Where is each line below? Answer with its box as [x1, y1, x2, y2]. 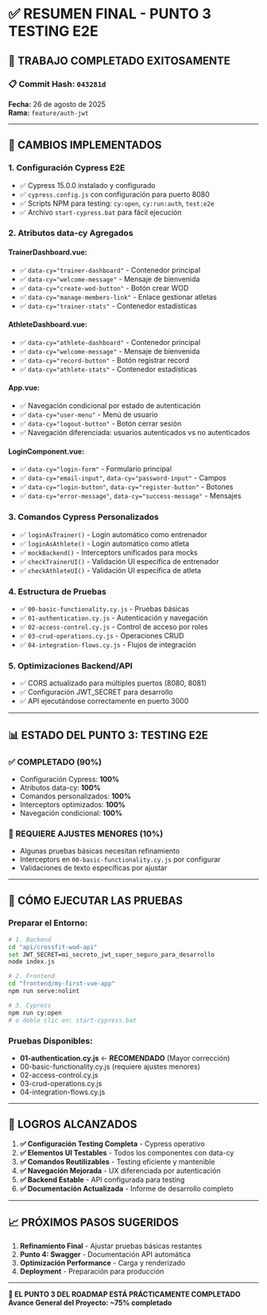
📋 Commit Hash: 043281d [8, 78, 106, 89]
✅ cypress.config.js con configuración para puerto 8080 [19, 189, 210, 199]
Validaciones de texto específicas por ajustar [19, 863, 168, 873]
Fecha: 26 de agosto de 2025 [8, 99, 106, 108]
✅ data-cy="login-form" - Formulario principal [19, 464, 172, 474]
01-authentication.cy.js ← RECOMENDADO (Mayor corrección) [19, 1053, 230, 1062]
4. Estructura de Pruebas [8, 586, 107, 597]
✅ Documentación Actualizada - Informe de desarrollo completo [19, 1183, 234, 1193]
